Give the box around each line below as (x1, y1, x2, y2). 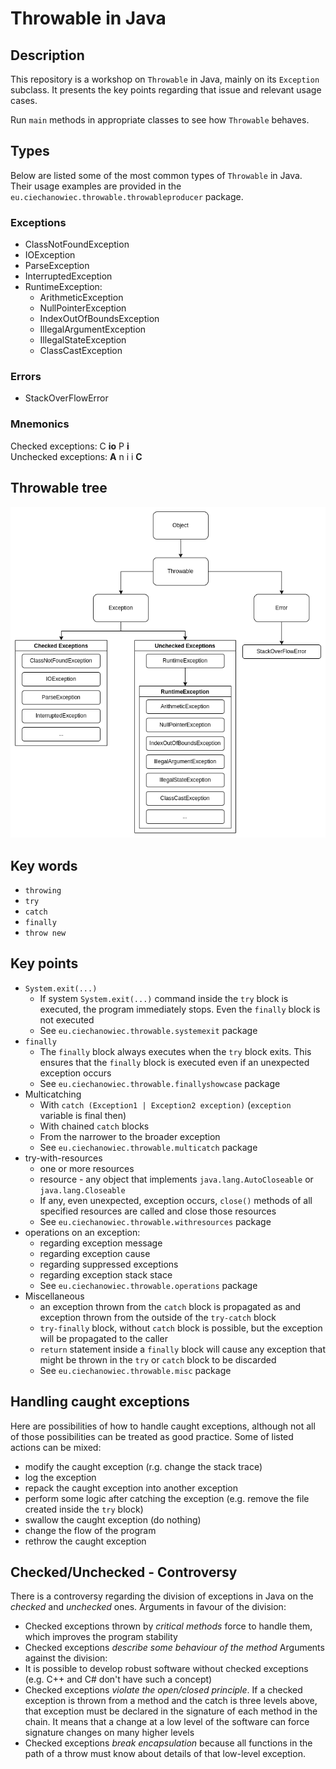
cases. (10, 95, 38, 106)
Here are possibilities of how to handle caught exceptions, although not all (10, 1420, 316, 1432)
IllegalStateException (39, 334, 127, 346)
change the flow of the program (24, 1524, 157, 1536)
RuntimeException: (24, 281, 103, 293)
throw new (24, 928, 67, 939)
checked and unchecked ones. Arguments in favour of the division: (10, 1601, 287, 1613)
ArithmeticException (39, 292, 124, 304)
